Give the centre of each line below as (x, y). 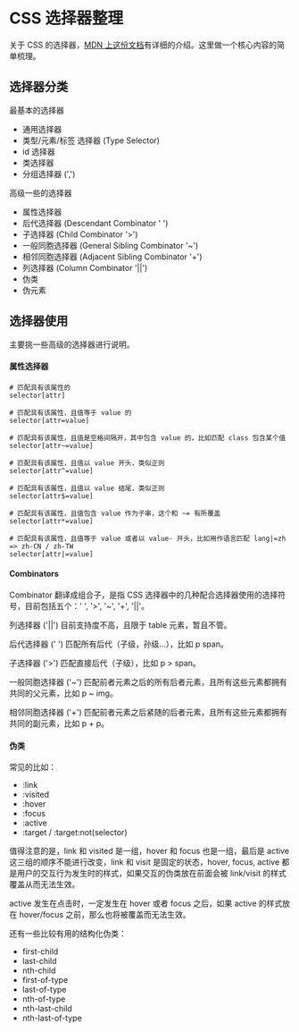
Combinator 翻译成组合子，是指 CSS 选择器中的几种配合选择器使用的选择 (144, 595)
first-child (40, 952)
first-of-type (45, 980)
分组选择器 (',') (49, 173)
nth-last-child (47, 1009)
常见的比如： (33, 767)
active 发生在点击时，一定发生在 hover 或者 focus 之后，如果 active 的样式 (146, 903)
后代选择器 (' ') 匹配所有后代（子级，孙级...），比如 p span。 (119, 644)
